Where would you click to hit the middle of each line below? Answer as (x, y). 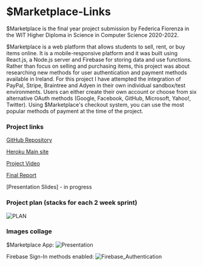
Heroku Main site (28, 152)
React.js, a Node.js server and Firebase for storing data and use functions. (99, 59)
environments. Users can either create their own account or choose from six (101, 91)
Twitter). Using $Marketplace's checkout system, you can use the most (95, 104)
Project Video (23, 164)
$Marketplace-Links (58, 12)
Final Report (22, 175)
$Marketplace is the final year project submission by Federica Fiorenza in (98, 28)
